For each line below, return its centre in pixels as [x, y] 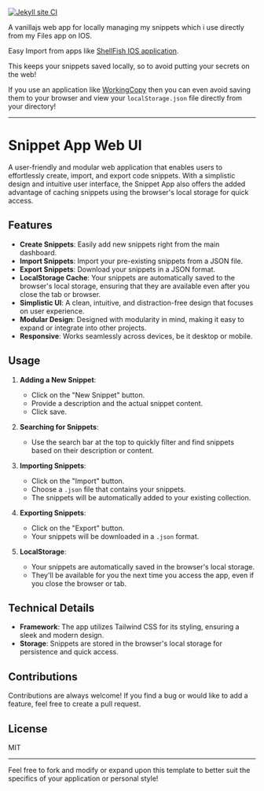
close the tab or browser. [60, 294]
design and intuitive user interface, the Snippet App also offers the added [127, 184]
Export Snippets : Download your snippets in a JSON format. [117, 269]
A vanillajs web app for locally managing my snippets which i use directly [126, 27]
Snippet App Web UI [75, 146]
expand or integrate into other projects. [83, 328]
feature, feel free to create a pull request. [75, 704]
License [28, 729]
